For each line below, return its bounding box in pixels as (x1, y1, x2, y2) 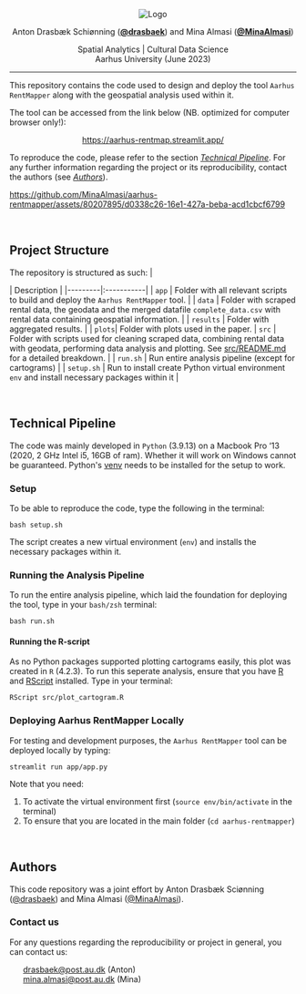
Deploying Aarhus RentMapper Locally (9, 714, 185, 727)
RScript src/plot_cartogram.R (9, 693, 125, 702)
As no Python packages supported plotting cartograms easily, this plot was (9, 656, 291, 667)
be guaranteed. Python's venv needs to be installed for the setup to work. (9, 459, 286, 470)
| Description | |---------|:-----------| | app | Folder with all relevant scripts (9, 284, 288, 295)
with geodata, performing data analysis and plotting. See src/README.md (9, 343, 287, 354)
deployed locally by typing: (9, 744, 111, 755)
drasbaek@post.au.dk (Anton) (22, 964, 137, 975)
